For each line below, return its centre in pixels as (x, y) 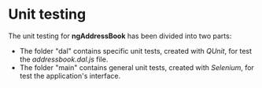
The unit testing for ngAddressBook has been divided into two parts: (120, 36)
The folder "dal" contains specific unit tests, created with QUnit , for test (136, 51)
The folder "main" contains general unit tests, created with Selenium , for (137, 67)
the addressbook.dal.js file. (64, 59)
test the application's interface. (70, 76)
